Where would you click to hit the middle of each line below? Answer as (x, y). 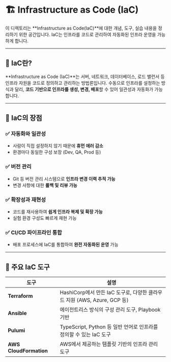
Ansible (17, 313)
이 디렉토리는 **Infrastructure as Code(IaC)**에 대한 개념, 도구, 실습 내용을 (81, 28)
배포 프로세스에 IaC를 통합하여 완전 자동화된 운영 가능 (65, 245)
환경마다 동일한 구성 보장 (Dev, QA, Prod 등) (57, 152)
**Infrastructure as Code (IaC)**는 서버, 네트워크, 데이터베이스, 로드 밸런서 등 (85, 76)
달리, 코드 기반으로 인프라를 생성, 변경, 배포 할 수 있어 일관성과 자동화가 (84, 89)
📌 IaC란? (19, 63)
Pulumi (17, 330)
